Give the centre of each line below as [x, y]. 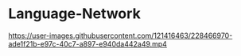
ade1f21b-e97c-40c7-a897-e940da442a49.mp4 [87, 43]
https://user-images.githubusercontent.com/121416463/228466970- [120, 35]
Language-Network [74, 14]
